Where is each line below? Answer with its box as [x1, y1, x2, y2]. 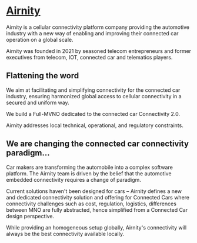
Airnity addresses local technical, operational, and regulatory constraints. [6, 122, 183, 129]
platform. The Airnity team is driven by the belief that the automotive [6, 169, 172, 177]
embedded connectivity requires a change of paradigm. [6, 176, 141, 183]
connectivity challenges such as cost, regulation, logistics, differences [6, 200, 176, 207]
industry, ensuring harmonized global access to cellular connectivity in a [6, 92, 182, 99]
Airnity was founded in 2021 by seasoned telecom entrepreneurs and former [6, 47, 192, 54]
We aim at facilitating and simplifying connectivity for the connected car [6, 86, 181, 94]
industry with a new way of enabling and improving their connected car [6, 29, 179, 36]
